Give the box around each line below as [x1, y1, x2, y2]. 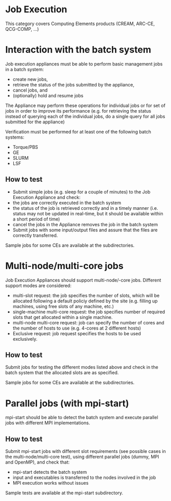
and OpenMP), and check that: [5, 459, 70, 465]
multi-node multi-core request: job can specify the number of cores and [12, 319, 164, 325]
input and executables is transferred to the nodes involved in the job [12, 474, 156, 481]
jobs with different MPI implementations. [5, 420, 90, 426]
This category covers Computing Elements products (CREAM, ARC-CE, [5, 20, 155, 27]
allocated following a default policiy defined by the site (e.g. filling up [12, 298, 158, 304]
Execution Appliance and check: [12, 194, 81, 200]
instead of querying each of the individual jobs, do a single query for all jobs [5, 113, 165, 119]
